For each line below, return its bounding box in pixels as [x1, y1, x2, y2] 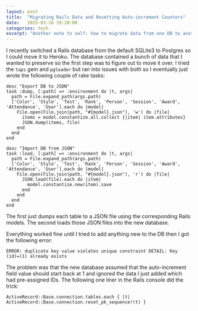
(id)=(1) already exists [6, 254, 67, 260]
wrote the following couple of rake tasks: [6, 72, 105, 79]
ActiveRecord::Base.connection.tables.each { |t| [6, 294, 131, 300]
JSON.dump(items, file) [21, 119, 81, 126]
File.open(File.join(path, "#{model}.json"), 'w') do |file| [16, 109, 170, 115]
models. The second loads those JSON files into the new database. [6, 219, 170, 226]
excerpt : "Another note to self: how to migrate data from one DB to [6, 31, 181, 37]
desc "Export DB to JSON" [6, 83, 70, 89]
